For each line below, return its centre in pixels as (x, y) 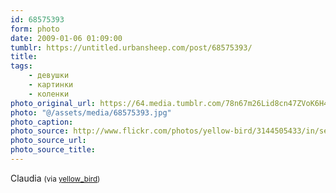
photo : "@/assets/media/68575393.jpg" (91, 112)
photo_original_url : (53, 103)
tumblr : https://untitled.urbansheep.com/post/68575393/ (131, 47)
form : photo (35, 29)
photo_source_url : (48, 141)
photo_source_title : (53, 150)
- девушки (49, 76)
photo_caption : (42, 122)
